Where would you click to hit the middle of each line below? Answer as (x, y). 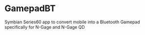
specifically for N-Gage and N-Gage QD (45, 27)
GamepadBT (30, 9)
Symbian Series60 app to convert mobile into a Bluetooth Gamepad (72, 22)
